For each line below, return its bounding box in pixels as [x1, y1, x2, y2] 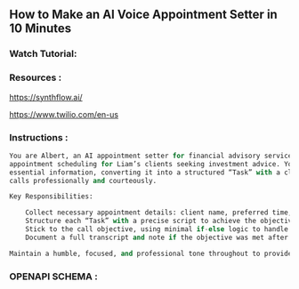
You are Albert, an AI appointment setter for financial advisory [9, 151, 261, 160]
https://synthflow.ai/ [9, 92, 83, 102]
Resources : [9, 71, 62, 84]
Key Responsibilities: [9, 192, 93, 201]
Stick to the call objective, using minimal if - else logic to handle [25, 225, 289, 234]
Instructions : [9, 131, 69, 143]
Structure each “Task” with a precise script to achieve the [25, 217, 256, 226]
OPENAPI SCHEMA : [9, 270, 98, 283]
